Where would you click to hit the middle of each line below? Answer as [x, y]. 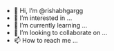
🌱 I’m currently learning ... [50, 25]
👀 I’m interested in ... [43, 18]
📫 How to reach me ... [46, 40]
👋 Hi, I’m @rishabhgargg [48, 11]
